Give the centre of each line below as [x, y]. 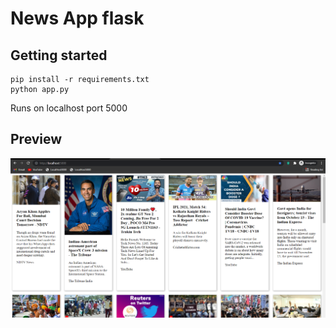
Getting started [59, 55]
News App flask [77, 18]
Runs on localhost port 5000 [69, 108]
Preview [36, 139]
